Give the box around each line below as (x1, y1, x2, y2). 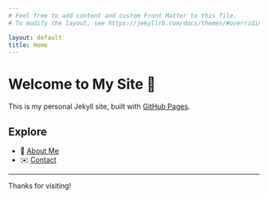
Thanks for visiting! (8, 181, 72, 190)
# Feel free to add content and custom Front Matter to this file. (8, 11, 238, 20)
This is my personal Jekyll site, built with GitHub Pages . (8, 101, 191, 112)
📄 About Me (19, 146, 60, 156)
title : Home (8, 41, 48, 49)
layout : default (8, 34, 62, 42)
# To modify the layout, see (8, 19, 105, 27)
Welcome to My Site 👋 (8, 75, 156, 93)
